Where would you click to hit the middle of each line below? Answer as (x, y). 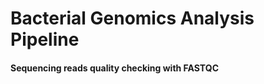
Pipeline (45, 39)
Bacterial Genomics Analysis (132, 18)
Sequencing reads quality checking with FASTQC (114, 68)
